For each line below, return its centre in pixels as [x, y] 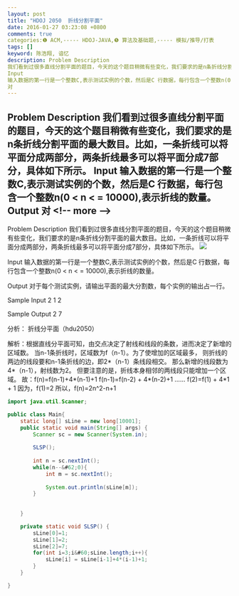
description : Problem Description [59, 60]
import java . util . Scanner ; [47, 402]
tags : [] [20, 47]
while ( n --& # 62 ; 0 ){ [60, 467]
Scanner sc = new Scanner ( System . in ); [90, 435]
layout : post [27, 14]
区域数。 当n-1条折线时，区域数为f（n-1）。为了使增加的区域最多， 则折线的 [117, 353]
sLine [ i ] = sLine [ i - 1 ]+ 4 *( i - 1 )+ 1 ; [96, 560]
